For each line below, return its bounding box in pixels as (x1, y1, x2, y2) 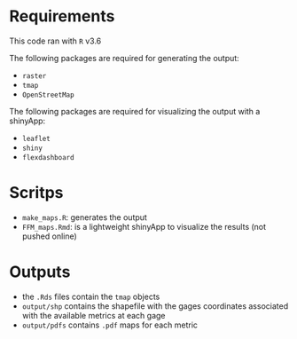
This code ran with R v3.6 (9, 35, 102, 46)
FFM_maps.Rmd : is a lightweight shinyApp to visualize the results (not (21, 221, 267, 232)
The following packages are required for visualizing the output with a (9, 106, 261, 116)
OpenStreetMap (21, 91, 74, 99)
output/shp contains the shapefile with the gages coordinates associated (21, 300, 289, 311)
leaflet (21, 134, 51, 143)
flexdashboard (21, 153, 74, 162)
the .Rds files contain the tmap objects (21, 291, 160, 302)
